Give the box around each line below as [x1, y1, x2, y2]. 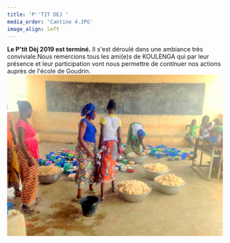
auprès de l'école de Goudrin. [7, 67, 91, 76]
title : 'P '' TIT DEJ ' [7, 11, 69, 18]
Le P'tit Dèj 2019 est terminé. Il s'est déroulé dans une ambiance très [7, 45, 203, 54]
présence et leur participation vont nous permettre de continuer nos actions [7, 60, 221, 68]
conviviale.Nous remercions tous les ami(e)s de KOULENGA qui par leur [7, 52, 209, 61]
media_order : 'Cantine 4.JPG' [7, 18, 94, 25]
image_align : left [7, 25, 60, 32]
